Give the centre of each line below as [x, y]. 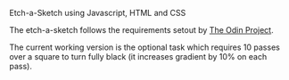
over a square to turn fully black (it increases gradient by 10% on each [138, 56]
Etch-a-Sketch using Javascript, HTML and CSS [98, 13]
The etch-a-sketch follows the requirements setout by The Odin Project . [141, 30]
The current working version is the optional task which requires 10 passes [145, 47]
